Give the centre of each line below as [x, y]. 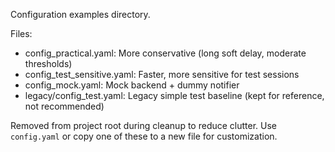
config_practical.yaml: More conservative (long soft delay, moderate [165, 53]
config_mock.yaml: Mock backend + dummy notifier [132, 85]
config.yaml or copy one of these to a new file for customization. [144, 136]
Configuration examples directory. [80, 14]
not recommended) [64, 106]
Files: [21, 33]
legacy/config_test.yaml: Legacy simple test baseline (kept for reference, [174, 95]
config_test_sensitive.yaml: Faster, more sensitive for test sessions [162, 74]
